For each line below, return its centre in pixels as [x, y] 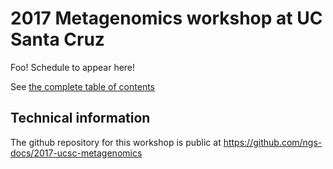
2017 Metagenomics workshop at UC [166, 18]
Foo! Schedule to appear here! [73, 67]
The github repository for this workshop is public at [116, 142]
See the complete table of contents [82, 86]
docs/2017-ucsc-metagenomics [76, 153]
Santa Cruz [57, 39]
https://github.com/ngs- [273, 142]
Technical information [80, 118]
